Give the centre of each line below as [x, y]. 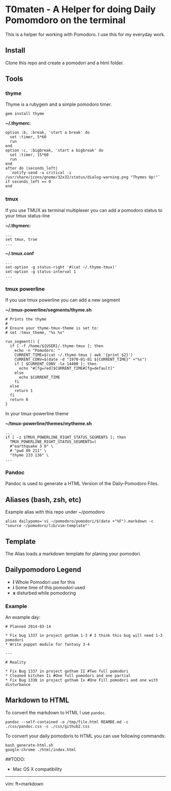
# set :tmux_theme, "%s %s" [35, 333]
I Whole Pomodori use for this [44, 582]
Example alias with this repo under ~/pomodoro [55, 512]
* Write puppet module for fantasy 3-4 [48, 644]
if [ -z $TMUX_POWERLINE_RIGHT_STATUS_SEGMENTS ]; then [66, 438]
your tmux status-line [27, 215]
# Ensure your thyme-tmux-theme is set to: [52, 328]
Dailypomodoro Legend [43, 570]
